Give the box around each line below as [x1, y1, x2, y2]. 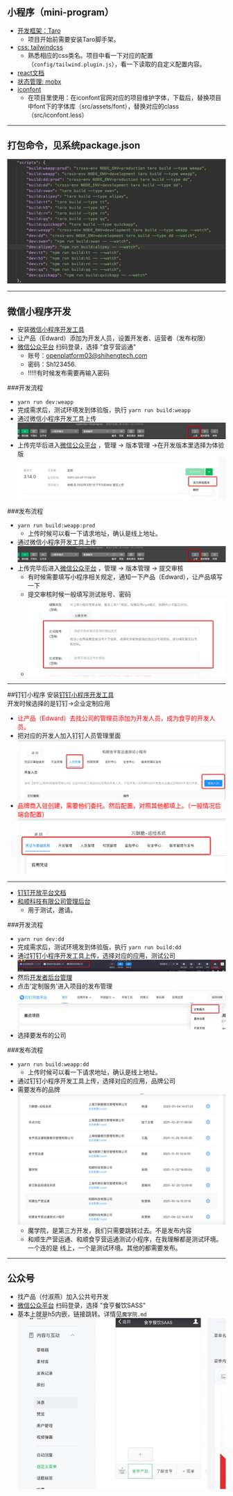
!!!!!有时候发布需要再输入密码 [27, 369, 110, 377]
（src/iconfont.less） [27, 111, 88, 119]
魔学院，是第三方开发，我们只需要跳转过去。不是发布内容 [27, 1226, 192, 1234]
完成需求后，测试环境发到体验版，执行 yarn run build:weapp [17, 406, 191, 414]
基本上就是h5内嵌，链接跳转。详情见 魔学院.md [17, 1310, 147, 1318]
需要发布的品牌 [17, 1085, 60, 1094]
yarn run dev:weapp [17, 399, 74, 406]
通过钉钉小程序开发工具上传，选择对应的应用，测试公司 [17, 951, 175, 960]
